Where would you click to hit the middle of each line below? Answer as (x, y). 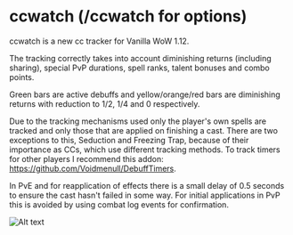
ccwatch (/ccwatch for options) (128, 16)
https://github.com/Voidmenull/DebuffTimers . (93, 168)
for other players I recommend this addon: (87, 158)
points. (22, 77)
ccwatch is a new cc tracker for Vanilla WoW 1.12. (99, 41)
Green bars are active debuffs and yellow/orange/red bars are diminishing (145, 94)
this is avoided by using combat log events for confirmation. (119, 204)
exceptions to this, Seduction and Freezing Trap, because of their (129, 140)
